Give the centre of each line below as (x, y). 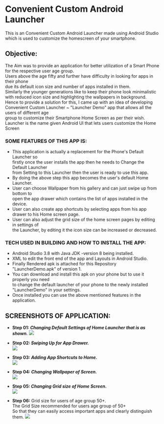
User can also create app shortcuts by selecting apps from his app (79, 209)
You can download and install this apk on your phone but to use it (78, 274)
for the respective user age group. (40, 71)
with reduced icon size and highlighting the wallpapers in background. (76, 97)
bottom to (22, 194)
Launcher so (25, 157)
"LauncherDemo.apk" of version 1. (47, 269)
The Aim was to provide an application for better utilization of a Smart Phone (82, 65)
